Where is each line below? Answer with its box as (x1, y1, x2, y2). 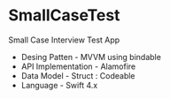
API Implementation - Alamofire (20, 61, 136, 72)
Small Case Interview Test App (8, 34, 120, 45)
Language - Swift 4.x (20, 80, 98, 90)
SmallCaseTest (8, 5, 120, 26)
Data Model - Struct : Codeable (20, 70, 135, 80)
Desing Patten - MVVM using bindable (20, 51, 161, 62)
